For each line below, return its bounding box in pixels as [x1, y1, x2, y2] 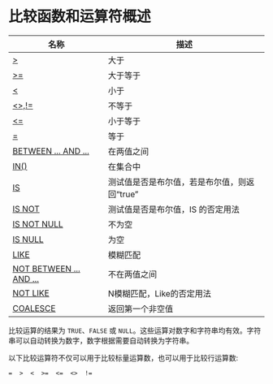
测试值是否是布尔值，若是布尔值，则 [107, 176, 246, 188]
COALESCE [12, 302, 56, 313]
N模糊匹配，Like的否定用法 [107, 287, 211, 299]
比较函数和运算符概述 [8, 7, 152, 26]
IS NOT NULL [12, 218, 63, 230]
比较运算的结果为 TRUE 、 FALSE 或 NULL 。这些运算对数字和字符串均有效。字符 [8, 326, 262, 335]
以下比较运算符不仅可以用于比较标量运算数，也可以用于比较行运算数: [8, 352, 239, 362]
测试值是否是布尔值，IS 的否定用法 [107, 204, 240, 215]
